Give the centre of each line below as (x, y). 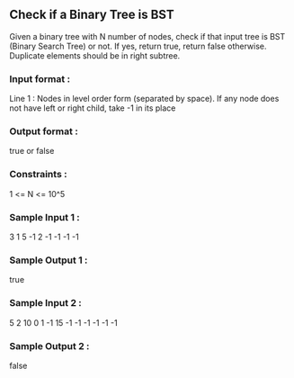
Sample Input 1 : (45, 217)
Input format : (40, 78)
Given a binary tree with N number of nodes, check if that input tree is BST (147, 36)
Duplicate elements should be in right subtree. (95, 55)
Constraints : (38, 175)
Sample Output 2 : (49, 346)
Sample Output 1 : (49, 260)
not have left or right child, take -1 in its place (93, 108)
